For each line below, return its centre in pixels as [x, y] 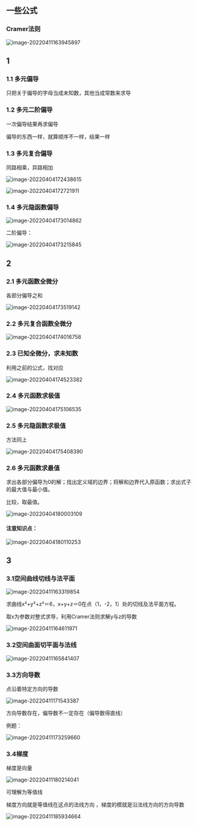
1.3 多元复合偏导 [29, 153]
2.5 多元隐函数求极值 [36, 425]
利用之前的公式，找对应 [35, 367]
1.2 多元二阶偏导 [29, 110]
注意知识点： [22, 528]
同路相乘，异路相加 [30, 167]
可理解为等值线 [24, 792]
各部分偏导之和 [24, 295]
